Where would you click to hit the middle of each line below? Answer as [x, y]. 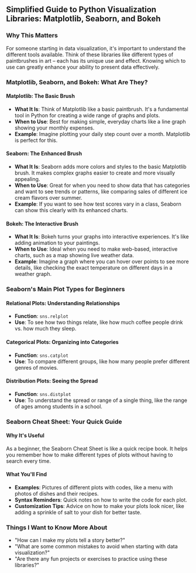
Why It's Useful [25, 435]
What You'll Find [27, 475]
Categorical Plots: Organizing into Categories [62, 342]
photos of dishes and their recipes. [56, 494]
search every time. [29, 461]
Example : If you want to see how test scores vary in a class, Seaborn [98, 204]
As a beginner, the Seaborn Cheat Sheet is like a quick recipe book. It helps [97, 448]
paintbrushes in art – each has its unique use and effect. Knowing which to [96, 60]
